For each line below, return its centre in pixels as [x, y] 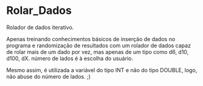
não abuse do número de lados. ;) [49, 76]
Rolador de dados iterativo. [40, 27]
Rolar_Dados [39, 11]
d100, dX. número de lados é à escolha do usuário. [70, 58]
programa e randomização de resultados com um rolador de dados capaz [99, 45]
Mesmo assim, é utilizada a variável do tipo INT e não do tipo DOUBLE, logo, [102, 70]
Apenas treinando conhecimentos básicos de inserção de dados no [91, 39]
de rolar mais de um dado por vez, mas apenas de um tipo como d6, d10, [98, 51]
